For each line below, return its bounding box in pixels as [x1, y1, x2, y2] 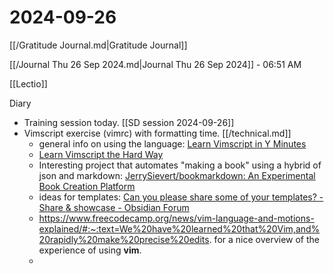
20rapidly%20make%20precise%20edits [38, 233, 210, 245]
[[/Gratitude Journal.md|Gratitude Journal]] [9, 39, 188, 51]
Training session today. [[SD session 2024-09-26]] [23, 116, 235, 128]
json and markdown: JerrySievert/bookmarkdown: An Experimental [38, 169, 316, 181]
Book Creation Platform [38, 180, 136, 192]
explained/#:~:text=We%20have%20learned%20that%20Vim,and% [38, 222, 321, 235]
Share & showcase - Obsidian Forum [38, 201, 190, 213]
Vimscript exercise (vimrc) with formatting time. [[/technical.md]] [23, 127, 292, 139]
